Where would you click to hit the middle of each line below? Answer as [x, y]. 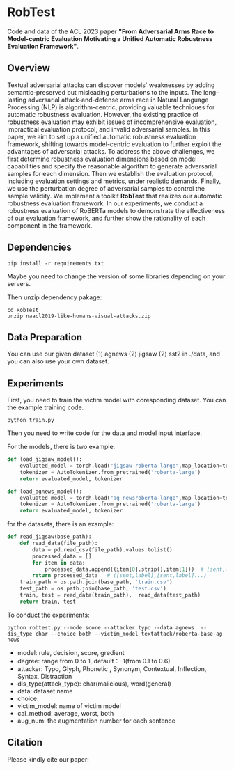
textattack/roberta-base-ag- [184, 634]
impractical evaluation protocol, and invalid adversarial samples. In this [109, 129]
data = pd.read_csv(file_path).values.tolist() [102, 550]
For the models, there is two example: [61, 447]
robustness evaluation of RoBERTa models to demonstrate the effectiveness [116, 210]
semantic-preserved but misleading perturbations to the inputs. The [104, 92]
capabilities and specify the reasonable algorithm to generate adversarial [112, 166]
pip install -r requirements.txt [56, 263]
